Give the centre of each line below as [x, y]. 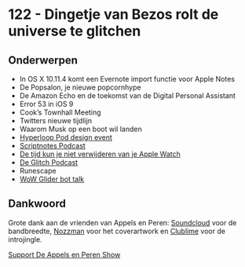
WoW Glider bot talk [52, 179]
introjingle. [25, 239]
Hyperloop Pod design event [66, 137]
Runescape [38, 171]
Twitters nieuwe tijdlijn [56, 121]
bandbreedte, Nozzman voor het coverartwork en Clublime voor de [117, 231]
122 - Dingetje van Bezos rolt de [113, 15]
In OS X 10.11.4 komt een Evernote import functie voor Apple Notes [127, 79]
